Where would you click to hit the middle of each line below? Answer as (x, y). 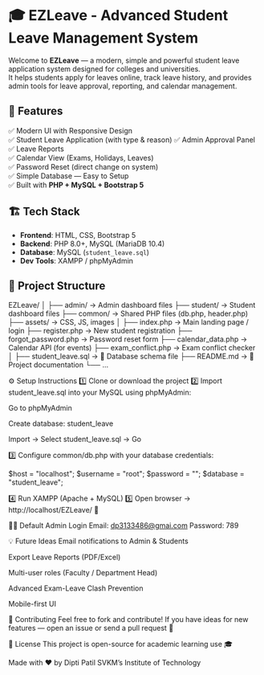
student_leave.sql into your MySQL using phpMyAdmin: (100, 393)
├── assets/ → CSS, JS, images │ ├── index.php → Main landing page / (128, 322)
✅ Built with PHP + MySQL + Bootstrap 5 (76, 185)
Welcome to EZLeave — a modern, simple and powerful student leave (124, 60)
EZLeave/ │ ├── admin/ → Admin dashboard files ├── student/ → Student (132, 305)
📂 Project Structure (57, 286)
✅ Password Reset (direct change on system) (83, 166)
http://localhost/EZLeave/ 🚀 (54, 510)
